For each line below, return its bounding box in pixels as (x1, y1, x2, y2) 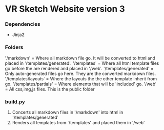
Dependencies (5, 21, 41, 28)
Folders (5, 44, 23, 51)
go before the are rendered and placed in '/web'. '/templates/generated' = (5, 65, 154, 71)
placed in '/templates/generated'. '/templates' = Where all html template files (5, 60, 159, 66)
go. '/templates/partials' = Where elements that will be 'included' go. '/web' (5, 81, 157, 87)
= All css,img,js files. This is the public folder (5, 86, 95, 92)
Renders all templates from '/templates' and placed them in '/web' (12, 120, 145, 126)
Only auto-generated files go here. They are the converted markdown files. (5, 71, 156, 76)
